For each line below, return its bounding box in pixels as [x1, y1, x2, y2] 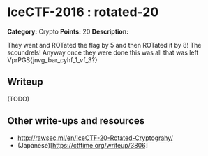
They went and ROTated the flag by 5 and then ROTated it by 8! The [7, 41, 202, 49]
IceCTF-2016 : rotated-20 [7, 4, 159, 20]
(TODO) [7, 94, 30, 103]
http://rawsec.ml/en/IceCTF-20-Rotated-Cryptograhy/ [17, 134, 173, 142]
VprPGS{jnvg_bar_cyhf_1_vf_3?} [7, 55, 98, 64]
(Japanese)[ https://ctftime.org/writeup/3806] [17, 141, 149, 149]
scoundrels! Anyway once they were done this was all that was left [7, 48, 199, 57]
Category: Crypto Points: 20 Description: [7, 27, 129, 36]
